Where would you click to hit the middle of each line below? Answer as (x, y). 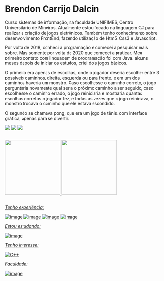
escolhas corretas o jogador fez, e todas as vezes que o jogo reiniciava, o (79, 98)
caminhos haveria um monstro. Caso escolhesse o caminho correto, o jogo (81, 83)
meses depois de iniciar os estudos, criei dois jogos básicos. (66, 63)
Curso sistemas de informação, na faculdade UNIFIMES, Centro (69, 22)
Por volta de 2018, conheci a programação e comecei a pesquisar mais (77, 47)
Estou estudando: (23, 226)
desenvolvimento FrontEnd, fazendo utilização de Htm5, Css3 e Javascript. (81, 38)
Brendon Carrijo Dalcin (52, 9)
